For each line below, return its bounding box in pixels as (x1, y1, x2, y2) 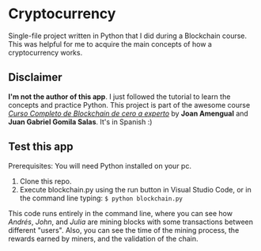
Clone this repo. (19, 176, 72, 186)
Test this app (8, 140, 74, 154)
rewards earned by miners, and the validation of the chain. (8, 234, 199, 243)
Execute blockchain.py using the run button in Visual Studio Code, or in (19, 184, 252, 194)
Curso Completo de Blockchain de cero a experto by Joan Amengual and (8, 108, 249, 118)
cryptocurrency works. (8, 48, 83, 57)
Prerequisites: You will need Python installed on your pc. (8, 161, 192, 170)
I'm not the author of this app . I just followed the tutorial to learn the (8, 92, 231, 101)
